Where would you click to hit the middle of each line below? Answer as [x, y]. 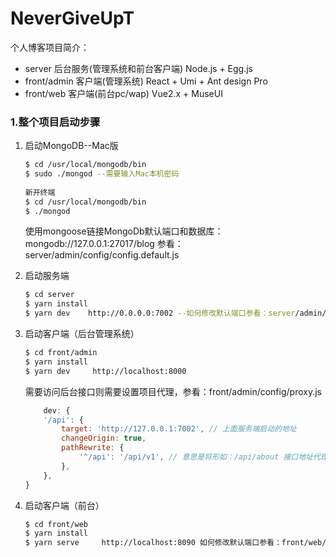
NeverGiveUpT [72, 18]
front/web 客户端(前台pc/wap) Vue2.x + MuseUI [123, 93]
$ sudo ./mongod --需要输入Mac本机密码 [102, 174]
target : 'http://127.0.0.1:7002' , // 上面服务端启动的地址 [179, 429]
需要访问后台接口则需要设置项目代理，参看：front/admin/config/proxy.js [173, 391]
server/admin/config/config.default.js [102, 255]
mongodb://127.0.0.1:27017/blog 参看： [104, 244]
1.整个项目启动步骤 [55, 122]
